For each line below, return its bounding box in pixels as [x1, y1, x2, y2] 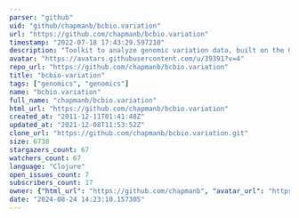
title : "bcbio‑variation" [9, 71, 105, 80]
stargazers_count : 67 [9, 145, 90, 154]
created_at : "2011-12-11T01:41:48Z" [9, 112, 145, 121]
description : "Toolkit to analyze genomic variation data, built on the [9, 46, 285, 55]
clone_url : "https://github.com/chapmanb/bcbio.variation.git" [9, 129, 249, 138]
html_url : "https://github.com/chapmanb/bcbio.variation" [9, 104, 229, 113]
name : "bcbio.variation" [9, 87, 101, 96]
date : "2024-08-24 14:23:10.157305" [9, 195, 145, 205]
